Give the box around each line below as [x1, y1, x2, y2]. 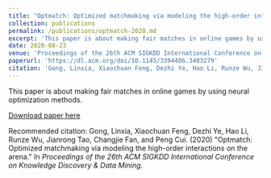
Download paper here [8, 110, 81, 120]
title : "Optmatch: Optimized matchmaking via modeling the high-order [8, 11, 251, 20]
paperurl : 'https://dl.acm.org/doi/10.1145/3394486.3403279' [8, 57, 219, 65]
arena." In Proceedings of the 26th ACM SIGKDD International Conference [8, 151, 255, 161]
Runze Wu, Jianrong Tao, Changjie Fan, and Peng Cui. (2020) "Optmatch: [8, 135, 252, 144]
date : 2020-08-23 [8, 42, 67, 50]
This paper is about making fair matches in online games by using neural [8, 86, 250, 96]
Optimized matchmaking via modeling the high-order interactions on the [8, 143, 248, 153]
